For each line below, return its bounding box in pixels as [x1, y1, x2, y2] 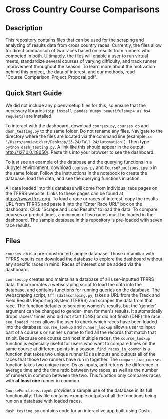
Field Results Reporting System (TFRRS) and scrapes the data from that [5, 297, 153, 303]
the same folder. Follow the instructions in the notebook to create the [5, 170, 148, 176]
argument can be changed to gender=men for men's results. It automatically [5, 308, 163, 314]
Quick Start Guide [5, 89, 62, 98]
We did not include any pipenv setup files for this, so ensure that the [5, 102, 146, 108]
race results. [5, 222, 31, 228]
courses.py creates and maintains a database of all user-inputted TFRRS [5, 276, 154, 282]
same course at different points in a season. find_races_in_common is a [5, 346, 150, 352]
